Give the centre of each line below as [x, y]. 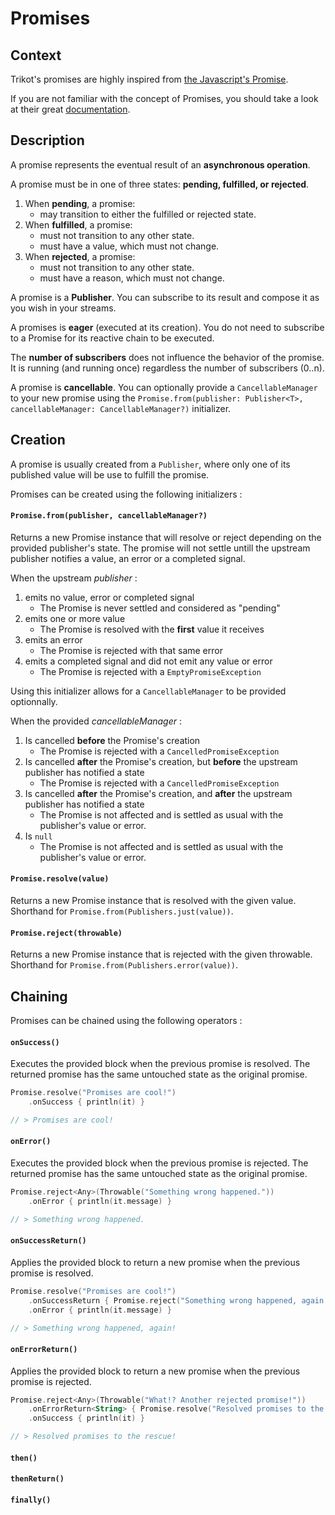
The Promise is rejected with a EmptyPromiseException [150, 671]
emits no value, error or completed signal [109, 597]
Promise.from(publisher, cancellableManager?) [109, 516]
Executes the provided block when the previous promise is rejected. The [159, 1163]
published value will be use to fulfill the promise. [110, 474]
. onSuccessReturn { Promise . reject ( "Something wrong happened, [163, 1300]
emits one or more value [75, 618]
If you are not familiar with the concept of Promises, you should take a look [164, 98]
